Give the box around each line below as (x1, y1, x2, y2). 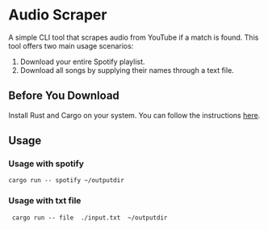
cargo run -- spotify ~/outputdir (8, 177, 125, 185)
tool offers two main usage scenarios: (8, 40, 134, 50)
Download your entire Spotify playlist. (19, 57, 145, 66)
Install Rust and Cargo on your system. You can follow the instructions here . (8, 110, 261, 120)
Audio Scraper (8, 6, 107, 24)
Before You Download (8, 89, 119, 103)
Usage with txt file (8, 195, 82, 207)
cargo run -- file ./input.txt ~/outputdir (11, 213, 168, 222)
